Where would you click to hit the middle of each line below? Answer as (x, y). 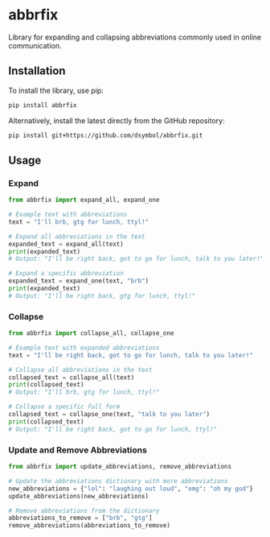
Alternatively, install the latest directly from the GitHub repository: (117, 120)
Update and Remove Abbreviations (78, 450)
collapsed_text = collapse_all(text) (72, 377)
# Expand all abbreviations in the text (77, 236)
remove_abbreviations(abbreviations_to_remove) (90, 526)
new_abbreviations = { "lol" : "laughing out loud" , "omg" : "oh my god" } (131, 489)
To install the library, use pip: (56, 90)
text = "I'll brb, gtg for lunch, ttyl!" (79, 222)
